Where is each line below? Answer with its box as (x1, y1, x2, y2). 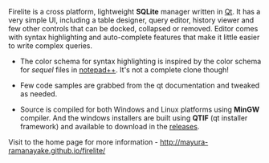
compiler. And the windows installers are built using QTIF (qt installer (19, 113, 248, 123)
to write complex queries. (8, 41, 93, 51)
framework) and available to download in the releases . (19, 122, 200, 131)
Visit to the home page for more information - (8, 137, 158, 147)
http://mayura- (159, 137, 209, 147)
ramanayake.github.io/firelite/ (8, 146, 106, 155)
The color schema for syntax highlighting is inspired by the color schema (19, 56, 262, 66)
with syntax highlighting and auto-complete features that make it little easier (8, 32, 260, 42)
